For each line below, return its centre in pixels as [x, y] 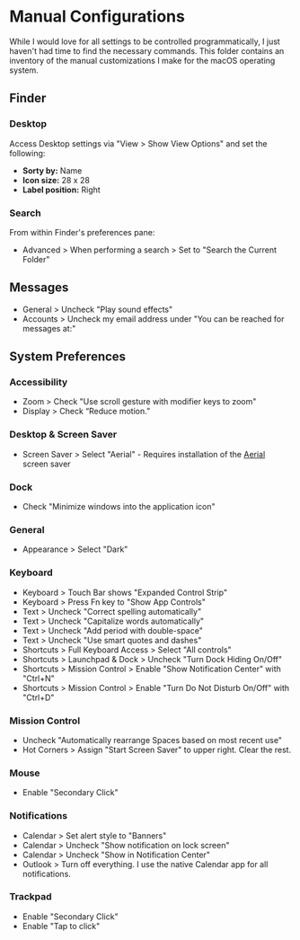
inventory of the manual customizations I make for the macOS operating [142, 60]
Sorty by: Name [52, 170]
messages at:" [49, 328]
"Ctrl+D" [38, 697]
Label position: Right [61, 190]
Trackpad [31, 897]
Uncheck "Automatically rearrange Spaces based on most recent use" [152, 740]
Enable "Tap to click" [61, 926]
